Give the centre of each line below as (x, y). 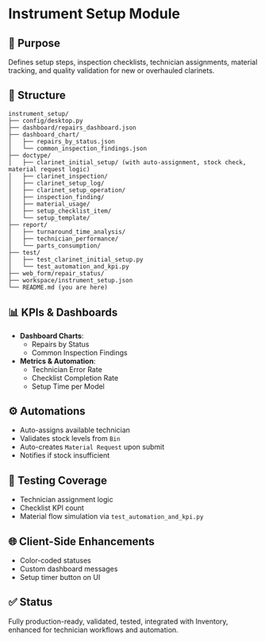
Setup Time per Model (68, 386)
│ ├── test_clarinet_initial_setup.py (76, 259)
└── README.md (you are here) (58, 287)
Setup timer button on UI (60, 578)
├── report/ (28, 225)
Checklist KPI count (52, 508)
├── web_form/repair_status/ (56, 273)
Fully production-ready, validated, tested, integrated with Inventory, (118, 621)
